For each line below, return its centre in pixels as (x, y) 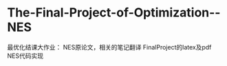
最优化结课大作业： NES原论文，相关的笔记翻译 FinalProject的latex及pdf (109, 47)
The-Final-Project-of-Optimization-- (114, 13)
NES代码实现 (25, 56)
